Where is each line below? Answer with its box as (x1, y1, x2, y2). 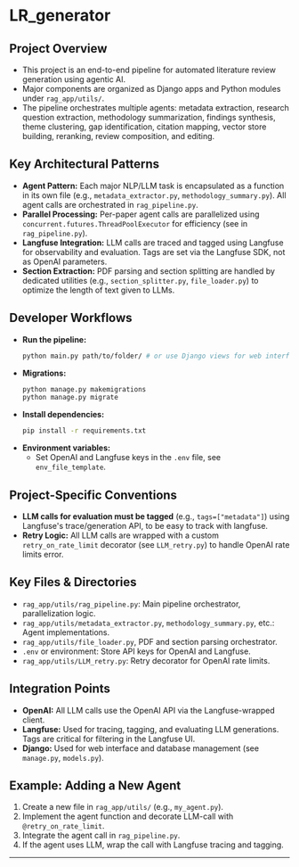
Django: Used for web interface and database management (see (21, 742, 260, 754)
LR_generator (9, 5, 111, 26)
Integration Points (9, 681, 111, 697)
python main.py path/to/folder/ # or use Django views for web (21, 351, 263, 360)
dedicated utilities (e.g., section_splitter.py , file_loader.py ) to (21, 275, 259, 285)
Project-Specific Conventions (9, 487, 178, 502)
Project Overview (9, 41, 108, 56)
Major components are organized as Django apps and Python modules (21, 84, 281, 94)
